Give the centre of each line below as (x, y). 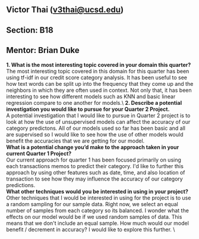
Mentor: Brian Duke (43, 50)
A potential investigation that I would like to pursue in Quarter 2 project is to (98, 115)
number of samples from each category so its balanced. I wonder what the (97, 210)
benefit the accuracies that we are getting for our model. (75, 141)
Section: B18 (30, 30)
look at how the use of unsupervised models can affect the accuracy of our (98, 122)
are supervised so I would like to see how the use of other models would (95, 134)
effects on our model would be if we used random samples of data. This (94, 216)
